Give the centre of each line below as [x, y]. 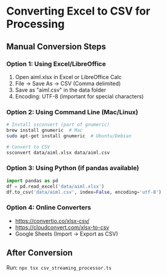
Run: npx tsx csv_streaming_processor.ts [59, 267]
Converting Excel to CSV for [78, 11]
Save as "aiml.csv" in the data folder [60, 90]
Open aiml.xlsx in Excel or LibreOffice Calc [68, 77]
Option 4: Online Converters [49, 208]
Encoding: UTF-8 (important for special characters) [79, 96]
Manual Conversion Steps [56, 46]
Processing [36, 24]
